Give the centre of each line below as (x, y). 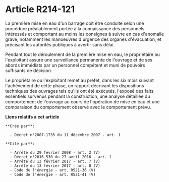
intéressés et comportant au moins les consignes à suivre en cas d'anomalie (85, 34)
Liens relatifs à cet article (32, 116)
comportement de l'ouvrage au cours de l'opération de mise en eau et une (82, 101)
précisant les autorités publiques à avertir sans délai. (60, 44)
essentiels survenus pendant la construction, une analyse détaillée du (78, 96)
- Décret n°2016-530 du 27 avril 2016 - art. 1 (61, 157)
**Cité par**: (20, 144)
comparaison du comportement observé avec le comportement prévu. (78, 107)
